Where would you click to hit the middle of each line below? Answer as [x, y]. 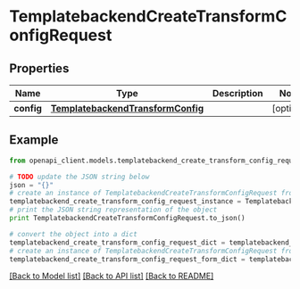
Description [238, 93]
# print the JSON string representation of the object [113, 210]
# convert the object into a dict [74, 234]
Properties [39, 68]
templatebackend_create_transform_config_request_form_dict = [127, 259]
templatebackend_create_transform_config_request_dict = [117, 243]
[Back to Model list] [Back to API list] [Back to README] [112, 276]
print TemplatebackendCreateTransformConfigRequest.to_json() [127, 219]
